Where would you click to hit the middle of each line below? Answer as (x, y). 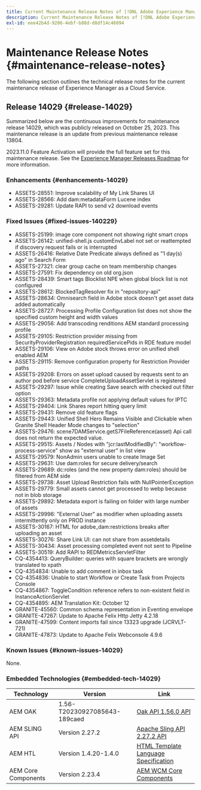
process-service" (36, 450)
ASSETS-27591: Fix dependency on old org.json (74, 272)
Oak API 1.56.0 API (164, 712)
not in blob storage (38, 495)
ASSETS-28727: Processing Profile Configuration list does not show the (103, 310)
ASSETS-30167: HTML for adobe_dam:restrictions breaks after (92, 526)
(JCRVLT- (174, 622)
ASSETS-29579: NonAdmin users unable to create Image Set (90, 457)
